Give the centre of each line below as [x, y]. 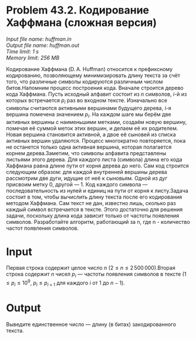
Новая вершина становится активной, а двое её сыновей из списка [91, 134]
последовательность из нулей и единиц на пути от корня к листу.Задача [97, 190]
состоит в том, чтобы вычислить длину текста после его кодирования [94, 197]
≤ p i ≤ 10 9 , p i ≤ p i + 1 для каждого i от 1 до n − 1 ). [65, 283]
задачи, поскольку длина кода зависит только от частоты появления [93, 216]
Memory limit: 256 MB [33, 58]
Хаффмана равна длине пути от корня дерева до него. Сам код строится [97, 166]
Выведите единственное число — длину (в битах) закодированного [91, 324]
